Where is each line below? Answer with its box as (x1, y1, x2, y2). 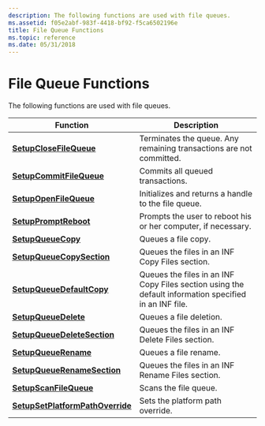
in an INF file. (139, 299, 188, 310)
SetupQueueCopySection (12, 252, 110, 263)
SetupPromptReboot (12, 216, 91, 227)
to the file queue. (139, 198, 203, 209)
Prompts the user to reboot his (139, 211, 252, 222)
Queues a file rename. (139, 347, 221, 358)
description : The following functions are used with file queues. (8, 11, 231, 20)
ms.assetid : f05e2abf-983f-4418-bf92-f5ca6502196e (8, 19, 178, 27)
